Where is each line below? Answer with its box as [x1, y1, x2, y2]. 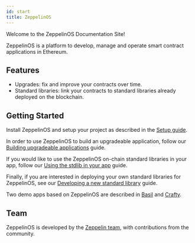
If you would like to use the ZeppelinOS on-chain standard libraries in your [6, 155, 187, 163]
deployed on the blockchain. [14, 93, 84, 101]
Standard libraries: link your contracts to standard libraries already [14, 87, 176, 95]
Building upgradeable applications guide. [6, 144, 106, 151]
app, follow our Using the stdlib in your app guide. [6, 162, 128, 169]
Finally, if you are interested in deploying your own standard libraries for [6, 173, 181, 180]
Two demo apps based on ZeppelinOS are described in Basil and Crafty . [6, 191, 182, 198]
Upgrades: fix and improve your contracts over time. [14, 81, 142, 88]
